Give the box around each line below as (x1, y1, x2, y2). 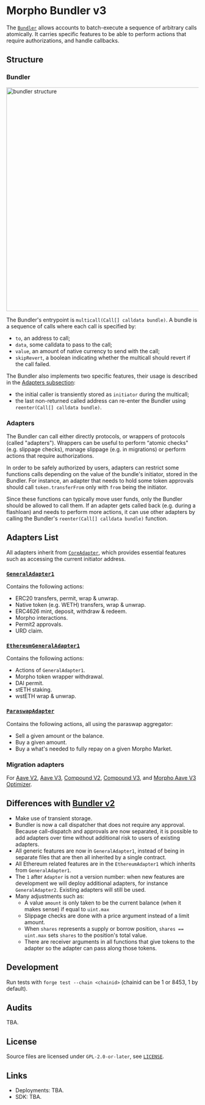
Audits (6, 1002, 32, 1013)
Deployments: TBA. (15, 1086, 64, 1094)
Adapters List (6, 532, 59, 543)
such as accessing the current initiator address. (6, 555, 126, 562)
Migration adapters (6, 760, 65, 769)
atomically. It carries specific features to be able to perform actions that (6, 30, 187, 37)
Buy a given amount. (15, 738, 67, 746)
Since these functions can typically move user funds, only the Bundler (6, 495, 183, 502)
